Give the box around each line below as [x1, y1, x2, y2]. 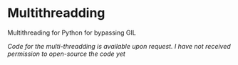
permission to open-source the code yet [7, 49, 126, 58]
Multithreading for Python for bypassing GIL [7, 28, 137, 37]
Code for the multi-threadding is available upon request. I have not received [7, 42, 232, 50]
